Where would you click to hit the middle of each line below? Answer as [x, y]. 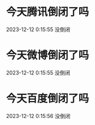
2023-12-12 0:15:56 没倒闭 [38, 116]
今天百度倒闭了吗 [48, 99]
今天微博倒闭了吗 [48, 55]
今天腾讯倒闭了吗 [48, 12]
